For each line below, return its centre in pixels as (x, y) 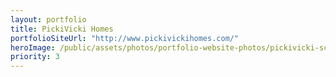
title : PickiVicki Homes (62, 29)
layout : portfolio (48, 19)
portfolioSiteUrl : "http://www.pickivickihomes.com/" (125, 38)
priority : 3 (35, 57)
